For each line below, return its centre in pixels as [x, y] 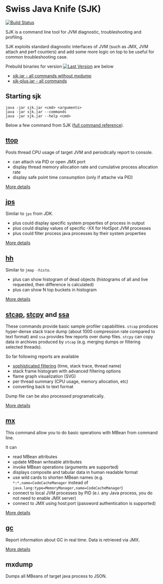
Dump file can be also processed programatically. [55, 396]
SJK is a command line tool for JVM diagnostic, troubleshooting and [73, 32]
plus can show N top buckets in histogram [55, 290]
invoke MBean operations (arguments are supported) [65, 467]
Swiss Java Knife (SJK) [53, 9]
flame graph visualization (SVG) [44, 376]
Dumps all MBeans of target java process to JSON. [56, 576]
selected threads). [24, 347]
